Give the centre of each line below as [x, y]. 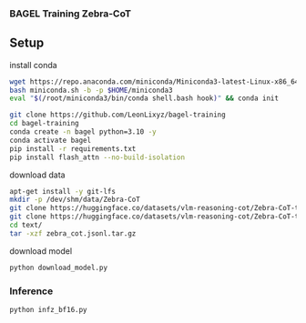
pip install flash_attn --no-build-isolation [97, 157]
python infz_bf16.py [49, 310]
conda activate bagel [51, 140]
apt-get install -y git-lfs [63, 191]
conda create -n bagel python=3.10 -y [83, 132]
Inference [31, 291]
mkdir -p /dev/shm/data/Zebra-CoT [75, 200]
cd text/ [26, 226]
